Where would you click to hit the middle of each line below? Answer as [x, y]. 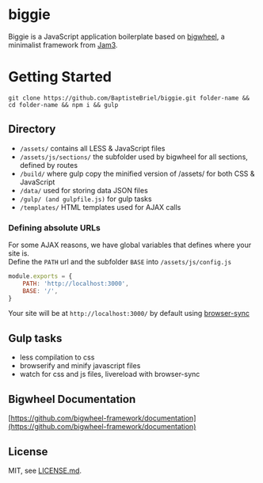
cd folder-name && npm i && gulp [63, 105]
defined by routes [48, 165]
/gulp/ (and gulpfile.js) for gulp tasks [86, 199]
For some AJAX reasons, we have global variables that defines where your [130, 245]
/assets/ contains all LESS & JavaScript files [92, 148]
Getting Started [60, 77]
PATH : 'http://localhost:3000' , [76, 283]
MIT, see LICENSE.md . [45, 470]
